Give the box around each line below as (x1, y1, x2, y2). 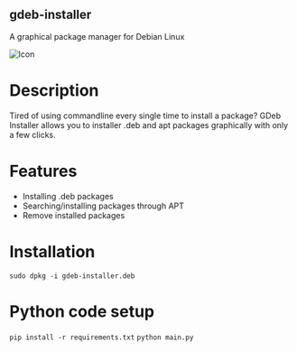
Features (9, 161, 78, 181)
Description (9, 80, 99, 100)
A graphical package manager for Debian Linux (9, 31, 185, 42)
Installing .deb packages (22, 190, 115, 201)
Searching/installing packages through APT (22, 200, 185, 211)
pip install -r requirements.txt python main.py (9, 333, 194, 342)
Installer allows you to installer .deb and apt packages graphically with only (9, 119, 289, 130)
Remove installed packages (22, 209, 125, 220)
